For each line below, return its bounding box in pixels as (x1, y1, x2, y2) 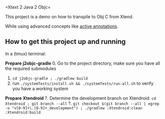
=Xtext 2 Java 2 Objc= (5, 4, 51, 10)
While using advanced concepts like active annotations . (5, 23, 119, 29)
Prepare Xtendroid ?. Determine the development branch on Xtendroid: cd (5, 95, 157, 101)
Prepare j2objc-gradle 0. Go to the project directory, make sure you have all (5, 60, 161, 66)
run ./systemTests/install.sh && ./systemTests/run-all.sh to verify (12, 80, 154, 86)
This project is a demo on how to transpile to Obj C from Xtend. (5, 14, 134, 19)
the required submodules (5, 65, 56, 71)
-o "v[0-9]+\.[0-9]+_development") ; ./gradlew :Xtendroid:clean (5, 106, 142, 111)
